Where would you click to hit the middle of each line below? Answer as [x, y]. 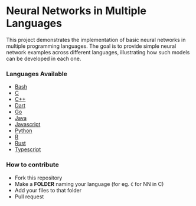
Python [23, 130]
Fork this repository [38, 178]
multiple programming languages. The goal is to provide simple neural [91, 46]
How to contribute [32, 165]
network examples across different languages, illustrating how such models [98, 52]
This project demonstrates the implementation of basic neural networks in [96, 40]
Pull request [29, 197]
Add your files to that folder [48, 190]
